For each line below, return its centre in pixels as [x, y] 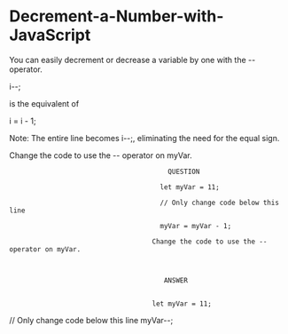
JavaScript [50, 35]
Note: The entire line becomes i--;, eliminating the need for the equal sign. [144, 138]
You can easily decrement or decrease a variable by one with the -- [132, 60]
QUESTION [184, 171]
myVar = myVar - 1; [196, 226]
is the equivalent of [44, 103]
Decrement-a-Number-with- [117, 16]
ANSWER [176, 280]
